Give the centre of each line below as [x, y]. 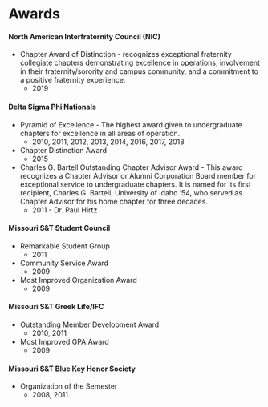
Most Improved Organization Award [79, 280]
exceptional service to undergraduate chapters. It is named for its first [135, 184]
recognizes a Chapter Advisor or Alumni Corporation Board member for [138, 175]
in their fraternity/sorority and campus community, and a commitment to [139, 71]
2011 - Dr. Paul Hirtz [65, 210]
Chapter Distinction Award [63, 150]
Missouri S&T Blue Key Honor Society [72, 369]
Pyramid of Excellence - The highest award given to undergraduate [131, 124]
